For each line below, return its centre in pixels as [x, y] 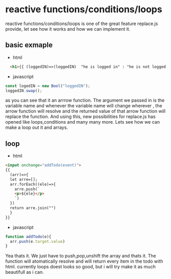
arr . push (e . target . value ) [38, 241]
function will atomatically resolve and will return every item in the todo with [84, 261]
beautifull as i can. [25, 272]
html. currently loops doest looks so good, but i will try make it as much [81, 267]
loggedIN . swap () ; [24, 90]
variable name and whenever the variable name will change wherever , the [84, 106]
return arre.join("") [33, 208]
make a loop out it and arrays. [37, 127]
